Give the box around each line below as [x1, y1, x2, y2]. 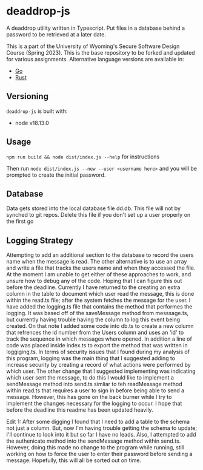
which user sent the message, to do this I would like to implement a [6, 374, 175, 381]
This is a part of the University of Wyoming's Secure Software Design [6, 43, 180, 50]
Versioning [6, 91, 48, 101]
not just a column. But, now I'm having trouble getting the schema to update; [6, 424, 198, 432]
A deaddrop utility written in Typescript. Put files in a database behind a [6, 24, 185, 32]
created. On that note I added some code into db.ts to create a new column [6, 322, 194, 330]
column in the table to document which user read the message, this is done [6, 290, 195, 298]
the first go [6, 217, 34, 225]
